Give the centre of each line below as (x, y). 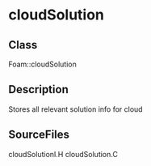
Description (38, 89)
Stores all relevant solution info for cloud (75, 109)
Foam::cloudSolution (42, 64)
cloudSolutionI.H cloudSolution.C (63, 154)
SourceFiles (39, 135)
